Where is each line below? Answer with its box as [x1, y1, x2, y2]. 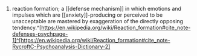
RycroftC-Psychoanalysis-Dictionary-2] [11, 43, 111, 50]
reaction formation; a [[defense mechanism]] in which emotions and [11, 5, 181, 12]
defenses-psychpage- [11, 30, 68, 38]
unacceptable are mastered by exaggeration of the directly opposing [11, 18, 183, 24]
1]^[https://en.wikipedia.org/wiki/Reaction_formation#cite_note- [11, 37, 170, 43]
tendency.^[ [11, 24, 42, 31]
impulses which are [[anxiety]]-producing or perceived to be [11, 11, 163, 18]
